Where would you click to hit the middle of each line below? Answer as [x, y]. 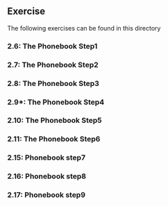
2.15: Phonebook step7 [46, 157]
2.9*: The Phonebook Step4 [56, 102]
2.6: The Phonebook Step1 [52, 46]
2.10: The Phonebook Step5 [54, 121]
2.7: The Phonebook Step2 [53, 65]
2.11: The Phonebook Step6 [54, 139]
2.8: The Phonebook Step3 [53, 83]
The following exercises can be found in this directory [84, 28]
